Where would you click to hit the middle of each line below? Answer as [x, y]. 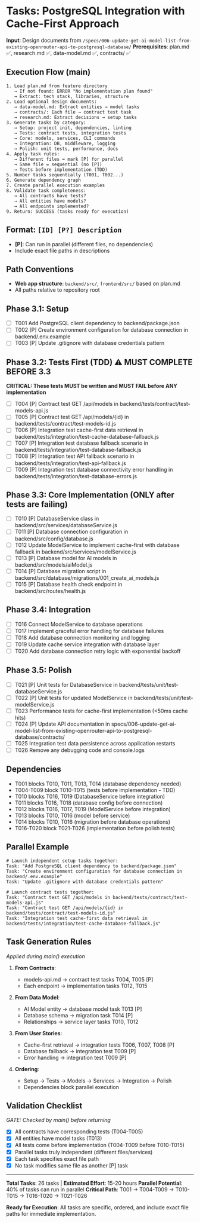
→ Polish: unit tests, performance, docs [66, 149]
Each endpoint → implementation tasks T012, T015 [85, 986]
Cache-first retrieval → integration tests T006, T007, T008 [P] [99, 1045]
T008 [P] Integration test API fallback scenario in [74, 456]
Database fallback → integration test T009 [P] [80, 1051]
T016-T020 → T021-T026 [57, 1196]
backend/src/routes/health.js [50, 591]
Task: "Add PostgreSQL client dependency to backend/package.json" [92, 866]
